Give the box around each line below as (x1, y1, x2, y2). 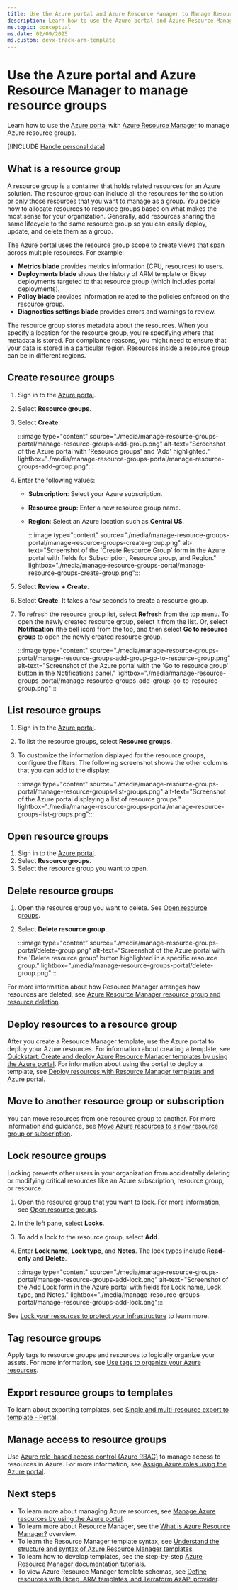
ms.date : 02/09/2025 (7, 30, 69, 38)
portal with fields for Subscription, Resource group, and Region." (28, 553, 217, 561)
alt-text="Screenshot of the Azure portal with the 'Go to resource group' (17, 661, 229, 669)
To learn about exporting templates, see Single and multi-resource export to (7, 1405, 229, 1414)
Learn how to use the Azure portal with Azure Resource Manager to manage (7, 121, 230, 130)
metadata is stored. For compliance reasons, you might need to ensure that (7, 336, 227, 344)
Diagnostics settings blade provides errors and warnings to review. (17, 307, 216, 316)
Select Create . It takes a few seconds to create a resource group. (17, 596, 209, 604)
